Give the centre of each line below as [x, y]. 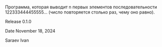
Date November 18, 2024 [30, 31]
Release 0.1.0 [18, 22]
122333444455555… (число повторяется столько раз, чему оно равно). [80, 12]
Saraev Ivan [17, 40]
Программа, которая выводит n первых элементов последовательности [81, 7]
